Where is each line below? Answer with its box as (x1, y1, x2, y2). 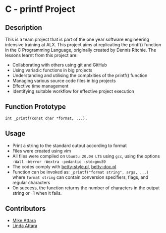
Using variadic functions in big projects (12, 67, 93, 73)
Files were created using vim (12, 148, 71, 154)
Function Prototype (5, 103, 66, 111)
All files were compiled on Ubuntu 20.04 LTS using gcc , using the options (12, 153, 160, 159)
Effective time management (12, 83, 69, 89)
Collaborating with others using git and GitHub (12, 62, 108, 68)
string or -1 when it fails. (12, 190, 62, 196)
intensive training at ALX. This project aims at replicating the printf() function (5, 42, 162, 48)
